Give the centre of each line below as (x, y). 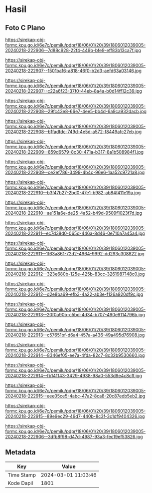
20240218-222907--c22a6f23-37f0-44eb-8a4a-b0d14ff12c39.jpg (74, 91)
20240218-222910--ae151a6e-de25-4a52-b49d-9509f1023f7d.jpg (74, 213)
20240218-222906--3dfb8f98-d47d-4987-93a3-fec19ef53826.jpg (74, 437)
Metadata (20, 452)
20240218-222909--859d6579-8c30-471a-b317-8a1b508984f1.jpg (74, 152)
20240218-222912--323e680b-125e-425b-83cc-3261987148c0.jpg (75, 274)
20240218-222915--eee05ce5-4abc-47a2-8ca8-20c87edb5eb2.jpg (75, 396)
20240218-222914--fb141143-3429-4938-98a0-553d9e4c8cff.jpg (74, 376)
